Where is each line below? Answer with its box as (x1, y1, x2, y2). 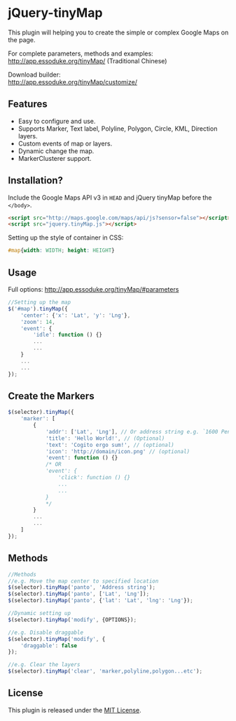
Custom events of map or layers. (18, 139, 113, 148)
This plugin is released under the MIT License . (8, 706, 142, 714)
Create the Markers (8, 390, 95, 402)
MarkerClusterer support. (18, 154, 92, 162)
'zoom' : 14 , (20, 318, 55, 325)
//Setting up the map (8, 299, 71, 306)
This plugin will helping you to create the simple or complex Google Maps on (8, 28, 229, 37)
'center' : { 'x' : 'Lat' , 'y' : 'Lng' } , (20, 311, 131, 319)
